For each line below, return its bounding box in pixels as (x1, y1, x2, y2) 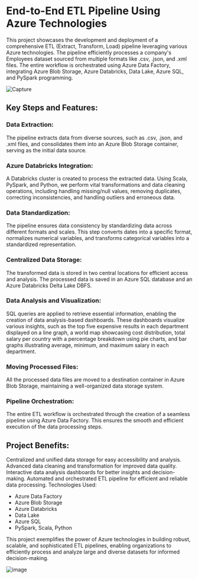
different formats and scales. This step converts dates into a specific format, (6, 228, 193, 235)
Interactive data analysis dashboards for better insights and (6, 469, 151, 476)
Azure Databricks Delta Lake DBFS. (6, 281, 92, 289)
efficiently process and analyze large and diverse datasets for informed (6, 548, 180, 555)
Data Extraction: (6, 120, 54, 129)
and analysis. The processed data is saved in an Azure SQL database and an (6, 276, 193, 283)
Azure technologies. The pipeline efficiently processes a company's (6, 49, 171, 56)
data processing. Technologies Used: (6, 481, 97, 488)
